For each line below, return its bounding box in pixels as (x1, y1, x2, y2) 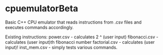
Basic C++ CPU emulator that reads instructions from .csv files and (5, 19, 142, 25)
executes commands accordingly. (5, 24, 74, 30)
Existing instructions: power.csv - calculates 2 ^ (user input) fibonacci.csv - (5, 34, 159, 40)
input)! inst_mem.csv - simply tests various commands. (5, 44, 118, 50)
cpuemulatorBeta (5, 3, 78, 14)
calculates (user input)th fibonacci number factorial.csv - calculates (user (5, 39, 155, 45)
